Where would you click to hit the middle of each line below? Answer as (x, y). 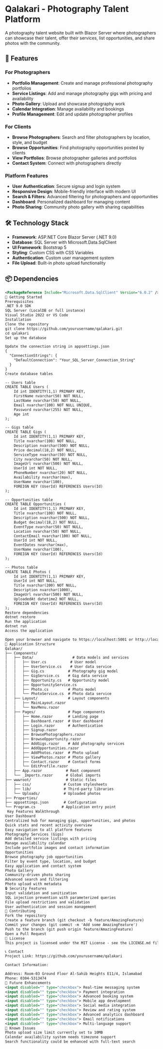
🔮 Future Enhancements (28, 983)
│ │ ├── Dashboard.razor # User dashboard (54, 721)
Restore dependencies (27, 613)
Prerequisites (19, 301)
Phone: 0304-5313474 (26, 978)
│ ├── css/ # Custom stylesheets (56, 784)
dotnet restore (20, 617)
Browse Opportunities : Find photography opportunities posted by (78, 148)
